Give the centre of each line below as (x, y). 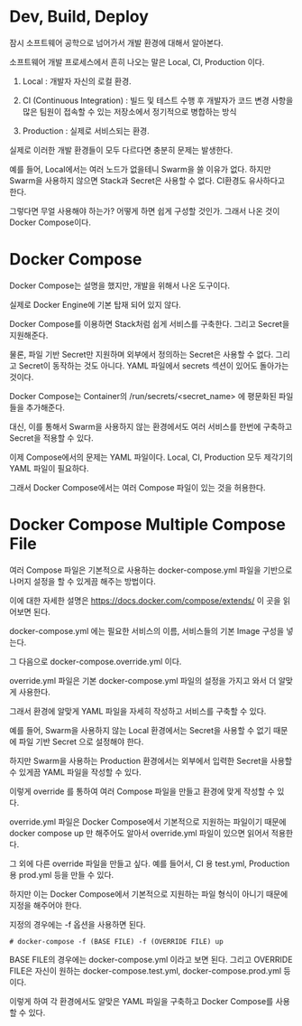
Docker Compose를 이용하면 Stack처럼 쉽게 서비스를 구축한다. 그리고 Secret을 (150, 323)
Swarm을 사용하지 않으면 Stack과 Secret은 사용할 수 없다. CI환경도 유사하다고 (147, 180)
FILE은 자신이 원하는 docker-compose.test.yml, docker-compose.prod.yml (146, 970)
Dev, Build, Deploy (79, 17)
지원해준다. (29, 335)
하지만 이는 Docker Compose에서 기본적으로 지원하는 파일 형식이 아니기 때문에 (149, 894)
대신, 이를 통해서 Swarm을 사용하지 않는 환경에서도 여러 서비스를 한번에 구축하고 (151, 426)
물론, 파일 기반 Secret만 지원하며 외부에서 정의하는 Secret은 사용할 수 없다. (142, 354)
